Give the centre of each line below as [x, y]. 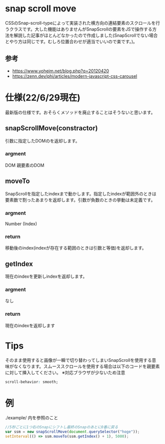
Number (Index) [21, 224]
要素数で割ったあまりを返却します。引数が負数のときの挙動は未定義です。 [80, 200]
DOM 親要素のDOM [25, 165]
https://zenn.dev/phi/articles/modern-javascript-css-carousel [75, 76]
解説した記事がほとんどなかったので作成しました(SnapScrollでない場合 [86, 35]
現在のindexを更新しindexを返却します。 [46, 276]
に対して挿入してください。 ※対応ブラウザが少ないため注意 [65, 372]
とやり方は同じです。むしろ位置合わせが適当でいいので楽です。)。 [71, 41]
